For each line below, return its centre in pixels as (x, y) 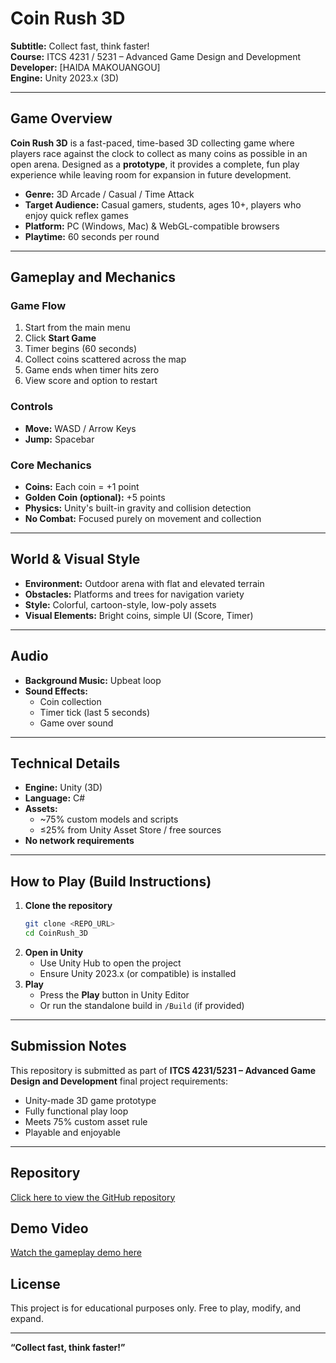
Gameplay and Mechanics (93, 277)
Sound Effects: (56, 691)
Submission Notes (68, 1046)
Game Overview (61, 118)
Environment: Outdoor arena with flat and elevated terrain (144, 583)
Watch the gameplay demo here (76, 1253)
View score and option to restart (91, 381)
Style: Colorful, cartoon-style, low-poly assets (120, 604)
